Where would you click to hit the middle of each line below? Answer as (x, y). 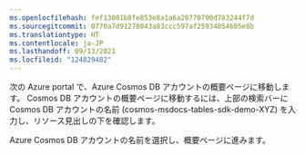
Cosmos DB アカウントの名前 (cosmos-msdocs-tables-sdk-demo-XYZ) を (149, 109)
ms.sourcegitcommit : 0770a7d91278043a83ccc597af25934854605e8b (132, 26)
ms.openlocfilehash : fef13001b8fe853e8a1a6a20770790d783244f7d (132, 18)
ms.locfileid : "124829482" (61, 60)
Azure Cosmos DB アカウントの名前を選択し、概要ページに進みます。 (140, 140)
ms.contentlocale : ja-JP (56, 43)
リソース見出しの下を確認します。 (97, 120)
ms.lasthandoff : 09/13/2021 (63, 52)
